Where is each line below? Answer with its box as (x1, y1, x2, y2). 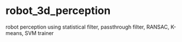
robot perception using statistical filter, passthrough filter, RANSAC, (5, 23, 170, 30)
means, (5, 29, 24, 36)
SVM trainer (25, 29, 54, 36)
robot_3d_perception (5, 4, 110, 17)
